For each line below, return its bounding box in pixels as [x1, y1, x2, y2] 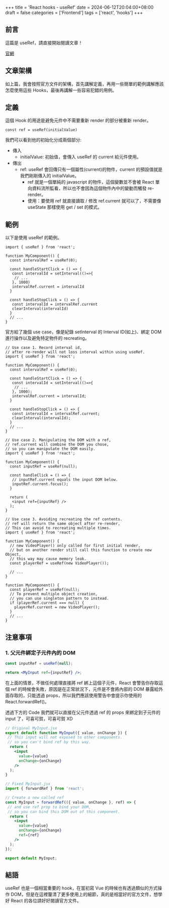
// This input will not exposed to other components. [7, 735, 123, 740]
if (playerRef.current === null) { [10, 600, 84, 605]
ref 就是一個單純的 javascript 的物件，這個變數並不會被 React [27, 179, 154, 185]
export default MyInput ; [5, 856, 57, 861]
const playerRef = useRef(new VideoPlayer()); [10, 561, 109, 566]
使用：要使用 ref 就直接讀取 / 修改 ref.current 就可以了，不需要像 [27, 198, 161, 204]
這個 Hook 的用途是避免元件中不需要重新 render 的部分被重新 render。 [5, 118, 151, 124]
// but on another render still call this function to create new [10, 548, 152, 553]
